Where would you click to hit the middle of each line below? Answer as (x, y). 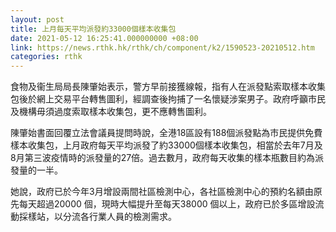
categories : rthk (46, 57)
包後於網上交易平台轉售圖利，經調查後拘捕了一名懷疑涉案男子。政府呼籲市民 (168, 99)
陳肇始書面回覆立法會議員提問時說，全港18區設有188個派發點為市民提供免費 (166, 133)
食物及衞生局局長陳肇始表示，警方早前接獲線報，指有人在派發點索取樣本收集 (168, 87)
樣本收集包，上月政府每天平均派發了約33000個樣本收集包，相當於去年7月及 (166, 145)
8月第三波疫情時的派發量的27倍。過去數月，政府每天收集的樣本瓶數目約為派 (167, 158)
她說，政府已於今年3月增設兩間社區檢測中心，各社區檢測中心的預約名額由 (162, 192)
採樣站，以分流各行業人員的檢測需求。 (97, 217)
